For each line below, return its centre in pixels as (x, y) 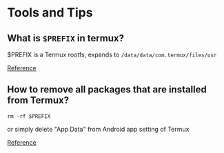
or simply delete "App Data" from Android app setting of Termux (98, 129)
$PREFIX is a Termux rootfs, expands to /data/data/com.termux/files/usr (112, 54)
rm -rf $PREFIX (29, 116)
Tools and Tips (50, 13)
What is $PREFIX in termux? (65, 38)
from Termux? (38, 100)
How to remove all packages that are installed (107, 90)
